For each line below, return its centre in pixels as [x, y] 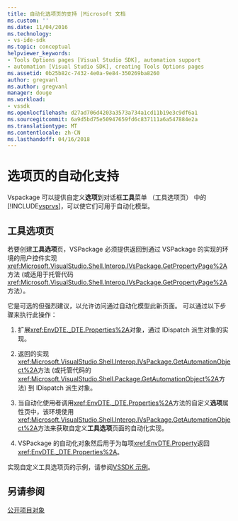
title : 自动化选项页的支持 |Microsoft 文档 [67, 14]
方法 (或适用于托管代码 [41, 274]
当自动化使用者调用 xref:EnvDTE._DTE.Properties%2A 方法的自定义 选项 [120, 403]
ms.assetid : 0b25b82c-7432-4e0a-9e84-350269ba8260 [84, 73]
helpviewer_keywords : [39, 54]
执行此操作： [38, 315]
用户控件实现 [38, 258]
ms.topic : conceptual [39, 47]
